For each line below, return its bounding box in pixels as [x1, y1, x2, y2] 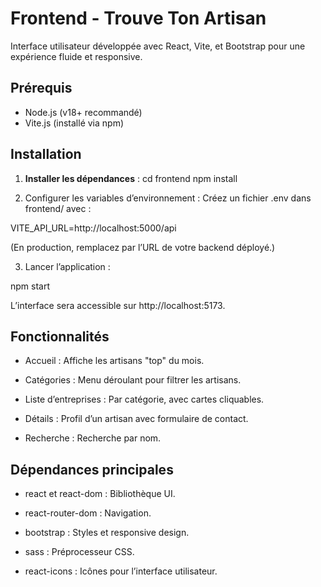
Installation [10, 146, 82, 163]
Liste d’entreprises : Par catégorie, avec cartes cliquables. [24, 393, 265, 406]
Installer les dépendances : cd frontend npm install [24, 172, 238, 184]
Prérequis [10, 80, 73, 97]
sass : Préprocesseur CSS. [24, 546, 135, 558]
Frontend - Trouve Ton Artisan [10, 7, 267, 30]
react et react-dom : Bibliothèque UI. [24, 488, 176, 500]
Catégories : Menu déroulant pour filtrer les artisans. [24, 374, 242, 386]
